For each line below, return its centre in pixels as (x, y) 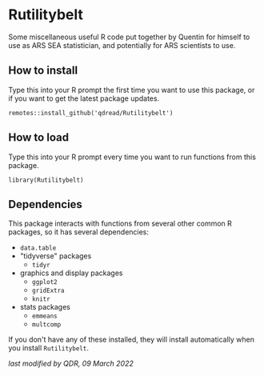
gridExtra (48, 291)
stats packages (45, 307)
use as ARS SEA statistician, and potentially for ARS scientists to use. (122, 45)
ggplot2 (44, 282)
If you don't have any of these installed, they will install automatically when (131, 340)
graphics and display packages (71, 273)
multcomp (46, 325)
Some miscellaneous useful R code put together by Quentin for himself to (129, 37)
